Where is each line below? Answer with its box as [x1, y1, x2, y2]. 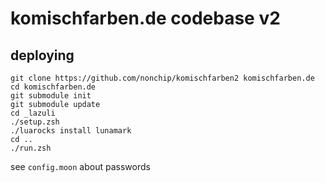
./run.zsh [10, 143, 52, 153]
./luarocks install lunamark [10, 126, 132, 136]
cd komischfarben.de [10, 82, 97, 92]
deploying [10, 47, 75, 64]
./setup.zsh [10, 117, 60, 127]
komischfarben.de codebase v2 [10, 7, 281, 30]
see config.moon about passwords [10, 161, 151, 172]
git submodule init [10, 91, 92, 101]
